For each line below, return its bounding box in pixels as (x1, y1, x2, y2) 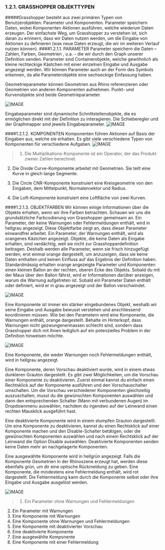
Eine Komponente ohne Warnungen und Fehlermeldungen (12, 519, 130, 524)
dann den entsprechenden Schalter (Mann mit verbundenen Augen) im (5, 398, 148, 404)
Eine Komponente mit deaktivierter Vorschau (12, 524, 103, 529)
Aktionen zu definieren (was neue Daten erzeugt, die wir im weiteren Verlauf (5, 41, 160, 47)
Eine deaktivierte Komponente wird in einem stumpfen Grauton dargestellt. (5, 418, 156, 424)
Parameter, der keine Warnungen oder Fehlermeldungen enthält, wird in (5, 220, 150, 226)
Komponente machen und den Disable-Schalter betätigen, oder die (5, 428, 141, 434)
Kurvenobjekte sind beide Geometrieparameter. (5, 92, 101, 98)
